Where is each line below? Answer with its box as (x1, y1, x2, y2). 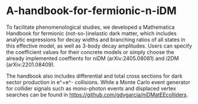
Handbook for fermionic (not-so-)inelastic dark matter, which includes (6, 29, 177, 36)
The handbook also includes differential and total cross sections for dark (6, 72, 183, 79)
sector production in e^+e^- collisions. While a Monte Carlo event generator (6, 78, 190, 86)
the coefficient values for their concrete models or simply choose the (6, 48, 174, 55)
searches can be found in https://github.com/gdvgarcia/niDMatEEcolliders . (6, 91, 189, 98)
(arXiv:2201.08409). (6, 61, 55, 68)
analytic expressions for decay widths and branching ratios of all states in (6, 36, 186, 43)
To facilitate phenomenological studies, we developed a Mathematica (6, 24, 175, 31)
